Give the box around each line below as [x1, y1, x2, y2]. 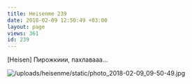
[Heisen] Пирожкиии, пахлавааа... [7, 55, 108, 64]
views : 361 [7, 29, 39, 37]
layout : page [7, 23, 45, 30]
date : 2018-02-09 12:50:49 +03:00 [7, 17, 108, 24]
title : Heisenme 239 [7, 10, 68, 17]
